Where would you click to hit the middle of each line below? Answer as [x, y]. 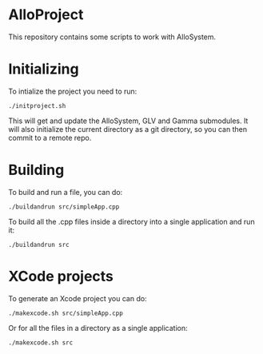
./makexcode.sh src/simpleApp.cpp [66, 313]
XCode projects [61, 276]
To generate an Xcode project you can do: [78, 298]
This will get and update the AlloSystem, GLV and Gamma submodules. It [128, 121]
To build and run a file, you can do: [66, 192]
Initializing [44, 69]
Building [36, 170]
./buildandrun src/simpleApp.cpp [64, 207]
